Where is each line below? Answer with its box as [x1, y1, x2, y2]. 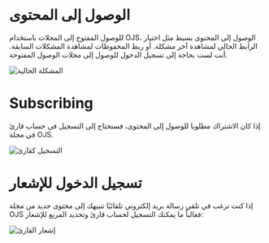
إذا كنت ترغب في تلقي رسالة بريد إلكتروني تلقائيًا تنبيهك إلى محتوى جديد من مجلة [9, 201, 254, 210]
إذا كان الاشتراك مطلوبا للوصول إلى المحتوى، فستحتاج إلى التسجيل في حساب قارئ [9, 120, 261, 131]
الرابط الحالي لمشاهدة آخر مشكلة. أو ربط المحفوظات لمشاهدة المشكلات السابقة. [9, 41, 258, 50]
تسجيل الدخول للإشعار [9, 174, 143, 193]
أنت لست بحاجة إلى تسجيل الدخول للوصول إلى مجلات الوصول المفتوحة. [9, 50, 228, 59]
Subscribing [9, 94, 94, 113]
